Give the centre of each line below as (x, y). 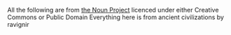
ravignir (18, 24)
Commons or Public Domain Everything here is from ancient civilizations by (115, 17)
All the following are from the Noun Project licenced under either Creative (113, 10)
